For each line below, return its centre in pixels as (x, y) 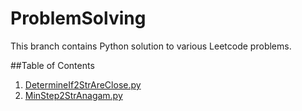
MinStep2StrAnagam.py (73, 95)
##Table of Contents (52, 65)
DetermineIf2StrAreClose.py (83, 84)
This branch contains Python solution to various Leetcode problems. (151, 46)
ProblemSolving (78, 18)
